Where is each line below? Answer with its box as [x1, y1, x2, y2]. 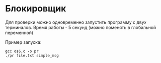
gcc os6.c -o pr [5, 49, 39, 54]
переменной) [5, 30, 34, 35]
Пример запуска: [5, 39, 42, 45]
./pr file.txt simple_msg [5, 53, 59, 58]
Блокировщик [5, 3, 66, 14]
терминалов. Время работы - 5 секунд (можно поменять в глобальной [5, 24, 157, 30]
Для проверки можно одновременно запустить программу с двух [5, 19, 147, 25]
